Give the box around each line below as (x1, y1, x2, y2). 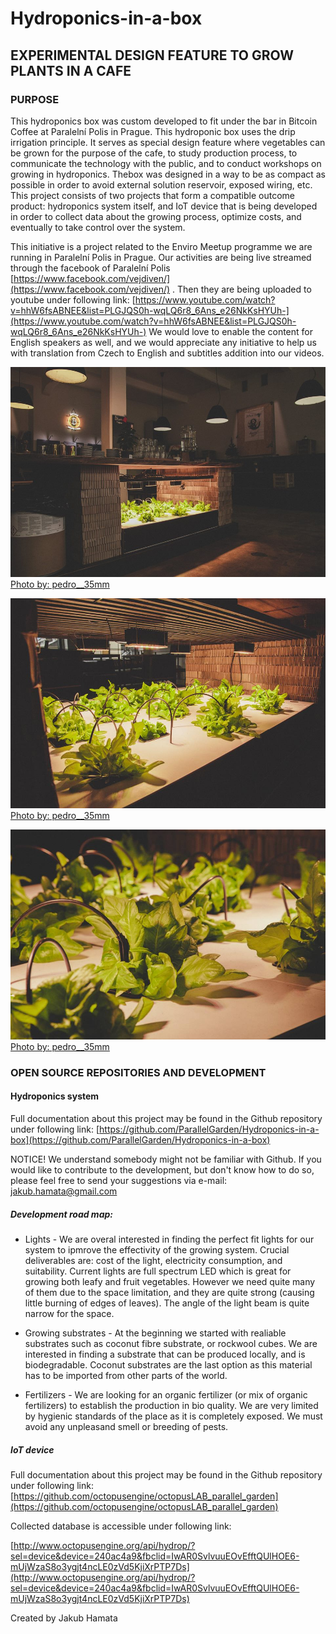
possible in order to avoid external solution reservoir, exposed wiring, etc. (10, 178, 313, 191)
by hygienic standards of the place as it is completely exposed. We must (24, 1410, 323, 1422)
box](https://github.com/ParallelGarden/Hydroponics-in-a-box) (10, 1134, 271, 1146)
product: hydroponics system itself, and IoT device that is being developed (10, 200, 318, 212)
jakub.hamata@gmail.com (10, 1185, 118, 1197)
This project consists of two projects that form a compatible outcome (10, 189, 295, 201)
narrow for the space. (24, 1307, 115, 1319)
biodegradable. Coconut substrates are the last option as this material (24, 1358, 313, 1371)
